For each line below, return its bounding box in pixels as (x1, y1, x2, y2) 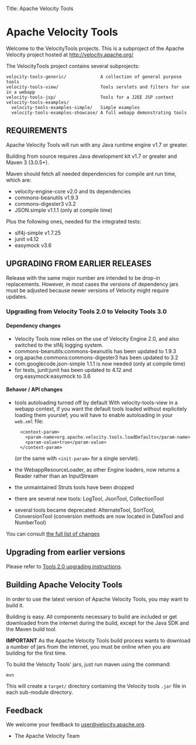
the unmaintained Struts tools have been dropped (14, 483, 135, 490)
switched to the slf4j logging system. (14, 341, 104, 348)
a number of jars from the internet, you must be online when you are (6, 643, 171, 650)
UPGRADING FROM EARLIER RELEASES (6, 259, 152, 269)
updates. (6, 293, 27, 300)
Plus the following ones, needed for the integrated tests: (6, 218, 142, 225)
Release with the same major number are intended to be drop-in (6, 274, 161, 281)
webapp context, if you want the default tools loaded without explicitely (14, 405, 187, 412)
